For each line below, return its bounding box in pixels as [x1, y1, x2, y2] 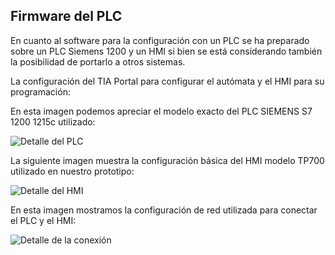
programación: [10, 85, 71, 98]
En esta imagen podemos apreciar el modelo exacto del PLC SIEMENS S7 [10, 105, 313, 117]
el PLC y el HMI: [10, 214, 77, 226]
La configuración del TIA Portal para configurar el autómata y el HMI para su [10, 75, 325, 87]
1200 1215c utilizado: [10, 115, 96, 128]
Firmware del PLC [10, 8, 123, 25]
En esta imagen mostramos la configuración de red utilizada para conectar [10, 204, 318, 216]
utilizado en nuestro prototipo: [10, 165, 135, 177]
